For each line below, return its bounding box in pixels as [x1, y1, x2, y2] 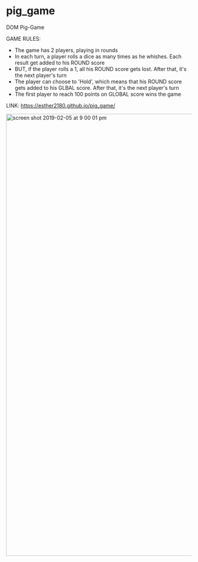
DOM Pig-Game [6, 24, 45, 31]
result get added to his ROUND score [14, 59, 105, 66]
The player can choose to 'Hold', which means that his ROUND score [14, 78, 182, 85]
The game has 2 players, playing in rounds [14, 46, 118, 54]
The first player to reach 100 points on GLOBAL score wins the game [14, 90, 181, 98]
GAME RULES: [6, 35, 41, 42]
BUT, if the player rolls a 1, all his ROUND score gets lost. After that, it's [14, 65, 187, 72]
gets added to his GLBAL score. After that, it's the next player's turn [14, 84, 179, 91]
